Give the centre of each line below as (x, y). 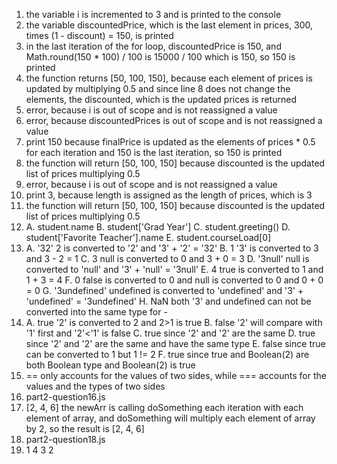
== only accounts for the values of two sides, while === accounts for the (176, 375)
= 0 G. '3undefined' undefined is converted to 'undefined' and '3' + (164, 290)
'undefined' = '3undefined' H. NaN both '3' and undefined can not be (168, 301)
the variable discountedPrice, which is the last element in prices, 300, (169, 25)
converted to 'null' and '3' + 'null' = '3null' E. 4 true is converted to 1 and (174, 269)
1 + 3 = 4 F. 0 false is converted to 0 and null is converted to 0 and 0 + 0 (174, 280)
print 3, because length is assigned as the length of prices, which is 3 (169, 195)
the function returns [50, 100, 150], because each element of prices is (169, 78)
